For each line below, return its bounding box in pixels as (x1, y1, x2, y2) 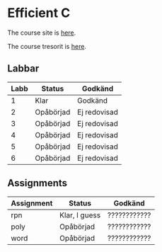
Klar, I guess (59, 210, 101, 220)
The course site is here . (7, 28, 76, 37)
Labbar (7, 62, 40, 75)
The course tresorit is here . (7, 42, 87, 50)
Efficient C (7, 5, 71, 21)
